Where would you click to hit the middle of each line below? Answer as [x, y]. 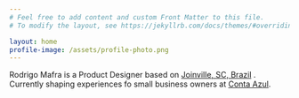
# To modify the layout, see [63, 26]
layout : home [33, 41]
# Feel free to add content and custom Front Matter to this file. [137, 17]
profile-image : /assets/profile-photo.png [89, 49]
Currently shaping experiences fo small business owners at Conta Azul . [140, 84]
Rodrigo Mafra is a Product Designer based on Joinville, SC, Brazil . [133, 75]
